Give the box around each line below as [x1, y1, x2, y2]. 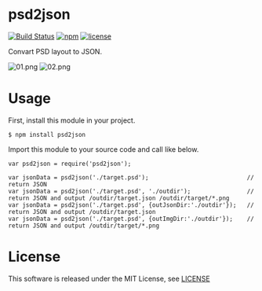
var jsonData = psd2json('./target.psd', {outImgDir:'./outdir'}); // [8, 215, 255, 223]
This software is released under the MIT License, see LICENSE [8, 274, 210, 283]
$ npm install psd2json [8, 131, 86, 138]
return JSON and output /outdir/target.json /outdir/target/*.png [8, 194, 230, 202]
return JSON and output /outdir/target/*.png [8, 222, 159, 230]
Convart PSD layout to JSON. [8, 46, 103, 56]
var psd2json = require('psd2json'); [8, 160, 132, 168]
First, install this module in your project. [8, 116, 136, 125]
